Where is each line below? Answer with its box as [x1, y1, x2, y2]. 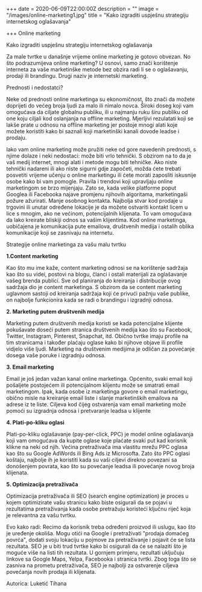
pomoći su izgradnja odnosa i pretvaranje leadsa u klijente [6, 407, 151, 414]
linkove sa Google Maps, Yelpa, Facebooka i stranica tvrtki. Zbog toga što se [6, 555, 197, 562]
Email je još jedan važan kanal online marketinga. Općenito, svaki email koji [6, 375, 193, 382]
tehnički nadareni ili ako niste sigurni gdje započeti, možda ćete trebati [6, 165, 181, 172]
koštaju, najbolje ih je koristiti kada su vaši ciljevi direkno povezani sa [6, 456, 177, 463]
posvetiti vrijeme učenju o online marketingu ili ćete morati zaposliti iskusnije [6, 171, 197, 179]
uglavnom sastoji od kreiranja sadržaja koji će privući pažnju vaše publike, [6, 290, 191, 297]
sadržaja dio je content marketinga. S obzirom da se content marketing [6, 284, 182, 290]
